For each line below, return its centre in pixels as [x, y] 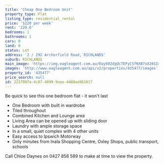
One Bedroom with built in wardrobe [49, 105]
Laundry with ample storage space [47, 126]
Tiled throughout [29, 110]
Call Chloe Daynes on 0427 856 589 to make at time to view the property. [79, 156]
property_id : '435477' [28, 73]
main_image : [17, 64]
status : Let [17, 50]
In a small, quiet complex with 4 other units [55, 131]
